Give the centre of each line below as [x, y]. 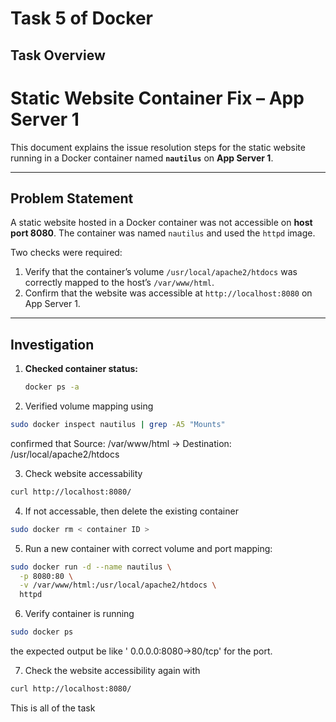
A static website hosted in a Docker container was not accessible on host [161, 223]
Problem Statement [72, 198]
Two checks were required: [66, 253]
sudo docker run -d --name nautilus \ [91, 567]
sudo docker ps [42, 632]
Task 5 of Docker [82, 18]
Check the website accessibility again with [112, 671]
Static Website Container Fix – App [157, 98]
